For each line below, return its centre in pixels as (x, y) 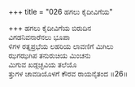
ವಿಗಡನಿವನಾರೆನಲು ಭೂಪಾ (39, 37)
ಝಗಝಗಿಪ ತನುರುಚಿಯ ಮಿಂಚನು (50, 55)
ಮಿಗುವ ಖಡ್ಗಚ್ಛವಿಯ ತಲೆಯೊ (43, 65)
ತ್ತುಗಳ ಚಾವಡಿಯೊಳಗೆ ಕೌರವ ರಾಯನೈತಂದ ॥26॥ (68, 74)
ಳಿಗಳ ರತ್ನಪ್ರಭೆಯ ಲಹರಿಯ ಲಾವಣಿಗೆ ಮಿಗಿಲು (61, 46)
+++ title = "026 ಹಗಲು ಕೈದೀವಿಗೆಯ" (61, 12)
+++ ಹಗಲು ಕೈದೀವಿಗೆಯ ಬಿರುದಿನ (50, 28)
